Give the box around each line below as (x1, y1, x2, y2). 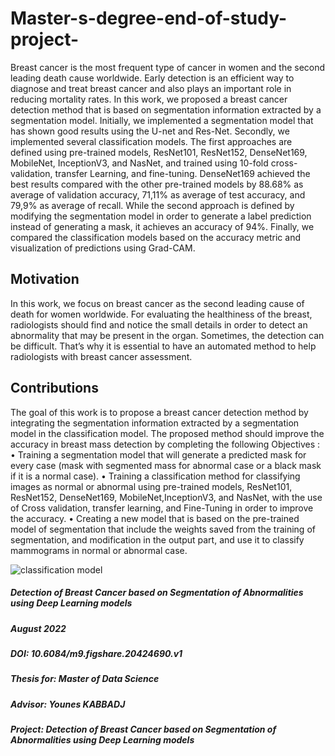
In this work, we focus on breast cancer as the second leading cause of (10, 297, 305, 309)
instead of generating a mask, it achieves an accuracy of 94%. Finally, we (10, 220, 315, 232)
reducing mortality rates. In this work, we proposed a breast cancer (10, 93, 288, 105)
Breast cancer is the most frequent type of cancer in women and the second (10, 61, 326, 73)
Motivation (10, 271, 80, 288)
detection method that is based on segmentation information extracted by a (10, 103, 322, 116)
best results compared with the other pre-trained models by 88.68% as (10, 178, 304, 190)
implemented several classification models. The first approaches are (10, 135, 293, 147)
